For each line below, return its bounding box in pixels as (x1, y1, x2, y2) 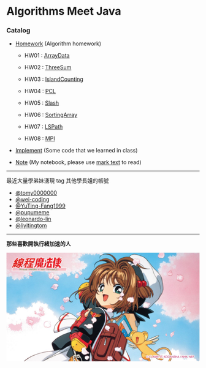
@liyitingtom (15, 222, 47, 229)
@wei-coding (15, 196, 50, 203)
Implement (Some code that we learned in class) (15, 147, 138, 154)
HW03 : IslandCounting (24, 75, 84, 83)
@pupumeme (15, 209, 50, 216)
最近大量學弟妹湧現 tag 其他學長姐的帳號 (6, 177, 109, 184)
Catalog (6, 26, 31, 35)
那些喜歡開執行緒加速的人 (6, 240, 71, 247)
